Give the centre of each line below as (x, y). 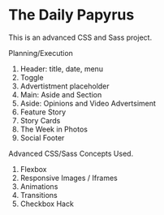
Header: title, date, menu (62, 69)
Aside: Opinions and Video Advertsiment (88, 103)
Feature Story (43, 112)
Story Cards (40, 120)
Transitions (39, 195)
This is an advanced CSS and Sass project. (80, 37)
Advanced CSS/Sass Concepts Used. (71, 153)
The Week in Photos (54, 129)
